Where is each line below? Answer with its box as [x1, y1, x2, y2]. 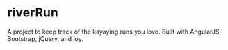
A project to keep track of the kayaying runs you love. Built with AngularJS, [7, 27, 222, 36]
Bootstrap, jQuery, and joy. [7, 34, 83, 42]
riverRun [7, 5, 59, 21]
